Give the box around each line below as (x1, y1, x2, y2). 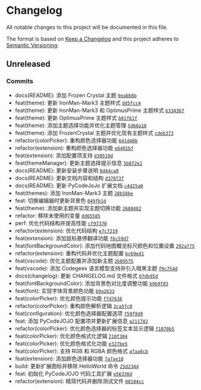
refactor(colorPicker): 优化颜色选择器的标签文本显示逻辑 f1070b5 (14, 324, 175, 332)
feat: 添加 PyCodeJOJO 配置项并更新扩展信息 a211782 (14, 317, 149, 324)
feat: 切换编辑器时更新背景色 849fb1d (14, 197, 107, 204)
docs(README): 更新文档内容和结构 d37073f (14, 174, 125, 181)
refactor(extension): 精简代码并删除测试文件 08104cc (14, 377, 144, 385)
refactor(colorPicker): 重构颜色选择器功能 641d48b (14, 137, 138, 144)
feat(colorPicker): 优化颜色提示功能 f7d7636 (14, 294, 123, 302)
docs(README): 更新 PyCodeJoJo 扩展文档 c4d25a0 (14, 182, 143, 189)
